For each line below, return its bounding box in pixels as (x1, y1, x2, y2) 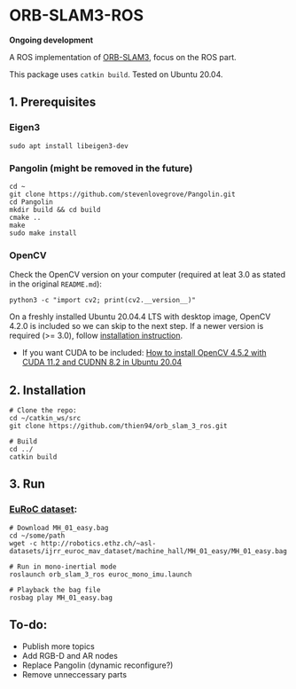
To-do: (9, 617, 48, 632)
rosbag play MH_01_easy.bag (9, 593, 113, 602)
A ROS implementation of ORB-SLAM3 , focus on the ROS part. (9, 51, 237, 62)
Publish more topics (21, 640, 95, 652)
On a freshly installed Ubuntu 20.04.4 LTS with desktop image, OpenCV (9, 311, 271, 322)
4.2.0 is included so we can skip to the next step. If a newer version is (9, 321, 264, 332)
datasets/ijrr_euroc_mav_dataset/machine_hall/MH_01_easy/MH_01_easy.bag (9, 546, 288, 555)
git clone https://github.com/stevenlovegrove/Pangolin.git (9, 190, 237, 199)
